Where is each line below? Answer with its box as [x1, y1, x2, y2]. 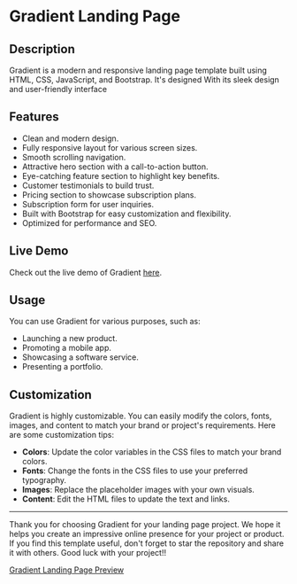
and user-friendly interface [9, 84, 108, 94]
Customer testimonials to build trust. [21, 180, 155, 191]
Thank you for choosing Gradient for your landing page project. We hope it [9, 519, 281, 530]
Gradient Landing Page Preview [9, 565, 125, 575]
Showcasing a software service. [21, 352, 139, 362]
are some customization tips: [9, 430, 115, 440]
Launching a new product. [21, 333, 118, 344]
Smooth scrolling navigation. [21, 152, 126, 162]
